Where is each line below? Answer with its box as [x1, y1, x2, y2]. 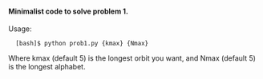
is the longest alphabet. [8, 62, 86, 72]
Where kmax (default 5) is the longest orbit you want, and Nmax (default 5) [8, 53, 257, 63]
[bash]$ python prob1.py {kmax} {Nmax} [15, 40, 149, 48]
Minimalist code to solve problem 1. [8, 6, 129, 16]
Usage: [8, 24, 32, 34]
